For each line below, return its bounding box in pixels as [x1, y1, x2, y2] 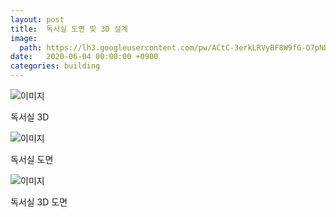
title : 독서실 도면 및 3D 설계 [10, 24, 128, 34]
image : [10, 33, 38, 43]
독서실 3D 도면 [10, 196, 68, 208]
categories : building [10, 61, 101, 71]
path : [19, 42, 43, 53]
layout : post [10, 14, 65, 25]
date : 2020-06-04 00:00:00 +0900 [10, 52, 159, 62]
